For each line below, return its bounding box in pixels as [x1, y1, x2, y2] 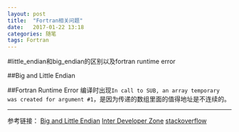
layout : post [7, 10, 46, 18]
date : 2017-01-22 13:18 [7, 23, 84, 31]
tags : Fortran [7, 37, 50, 44]
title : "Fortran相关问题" [7, 17, 83, 24]
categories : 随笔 [7, 30, 57, 38]
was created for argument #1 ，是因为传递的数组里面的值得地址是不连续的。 [7, 95, 231, 104]
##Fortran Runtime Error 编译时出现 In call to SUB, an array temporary [7, 86, 221, 94]
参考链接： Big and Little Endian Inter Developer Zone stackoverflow [7, 116, 208, 125]
